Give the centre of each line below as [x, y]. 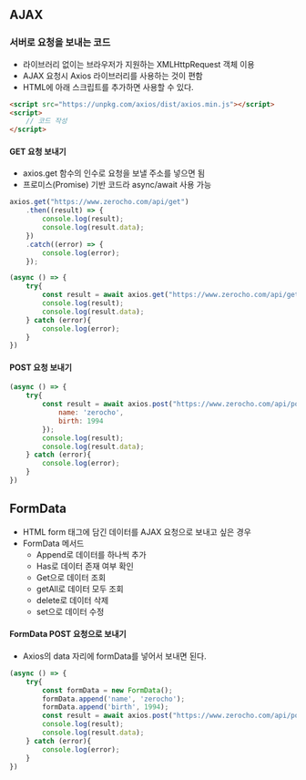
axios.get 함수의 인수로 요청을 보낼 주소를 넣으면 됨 [114, 173]
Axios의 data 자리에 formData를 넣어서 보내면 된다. [114, 656]
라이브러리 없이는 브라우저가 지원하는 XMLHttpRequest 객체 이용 [138, 64]
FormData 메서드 [53, 543]
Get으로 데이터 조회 [71, 577]
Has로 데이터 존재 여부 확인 [85, 566]
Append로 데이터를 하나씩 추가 [92, 554]
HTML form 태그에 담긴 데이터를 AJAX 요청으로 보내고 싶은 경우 [137, 531]
